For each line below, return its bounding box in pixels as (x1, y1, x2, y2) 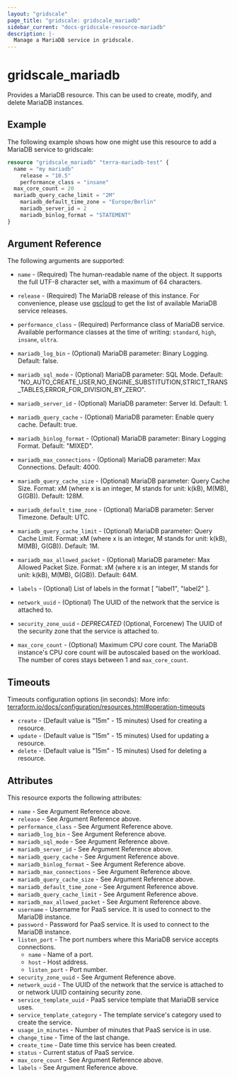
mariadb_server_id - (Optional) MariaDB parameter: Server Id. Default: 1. (17, 399, 229, 408)
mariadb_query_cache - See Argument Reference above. (17, 852, 179, 861)
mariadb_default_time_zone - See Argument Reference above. (17, 883, 198, 891)
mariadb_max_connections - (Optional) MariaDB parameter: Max (17, 455, 201, 464)
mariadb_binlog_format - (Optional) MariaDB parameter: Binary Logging (17, 434, 226, 443)
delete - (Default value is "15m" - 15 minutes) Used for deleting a (17, 747, 207, 755)
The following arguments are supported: (7, 257, 125, 265)
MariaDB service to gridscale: (7, 145, 94, 153)
